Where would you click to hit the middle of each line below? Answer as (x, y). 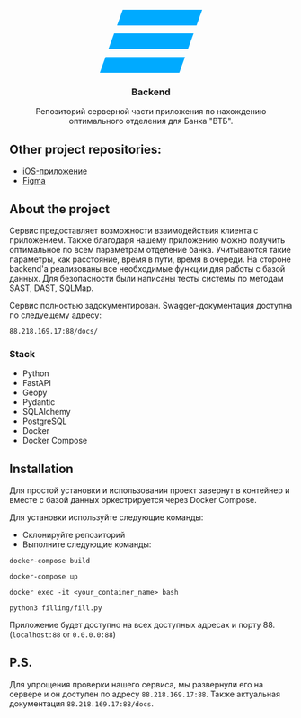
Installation (41, 468)
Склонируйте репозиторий (74, 535)
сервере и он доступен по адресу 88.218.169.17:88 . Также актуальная (145, 694)
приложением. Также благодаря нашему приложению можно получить (147, 240)
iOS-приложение (55, 171)
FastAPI (36, 383)
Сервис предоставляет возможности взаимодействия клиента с (134, 230)
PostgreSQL (44, 421)
